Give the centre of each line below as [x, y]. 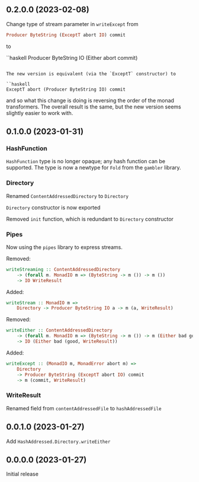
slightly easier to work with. [40, 113]
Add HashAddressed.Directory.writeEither [58, 441]
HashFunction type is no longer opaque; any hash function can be [86, 161]
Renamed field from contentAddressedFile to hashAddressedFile [84, 408]
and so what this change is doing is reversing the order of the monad [90, 100]
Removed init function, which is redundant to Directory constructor [90, 219]
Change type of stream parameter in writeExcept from [72, 24]
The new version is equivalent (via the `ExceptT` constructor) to [91, 74]
